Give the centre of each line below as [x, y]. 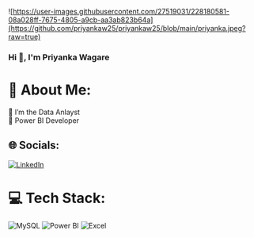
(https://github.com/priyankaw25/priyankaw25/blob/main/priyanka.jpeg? [127, 28]
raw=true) [25, 36]
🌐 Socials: [34, 146]
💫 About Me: [50, 90]
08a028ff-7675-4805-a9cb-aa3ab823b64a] [81, 20]
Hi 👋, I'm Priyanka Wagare [59, 57]
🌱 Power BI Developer [44, 120]
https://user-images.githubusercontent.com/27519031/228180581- [121, 12]
